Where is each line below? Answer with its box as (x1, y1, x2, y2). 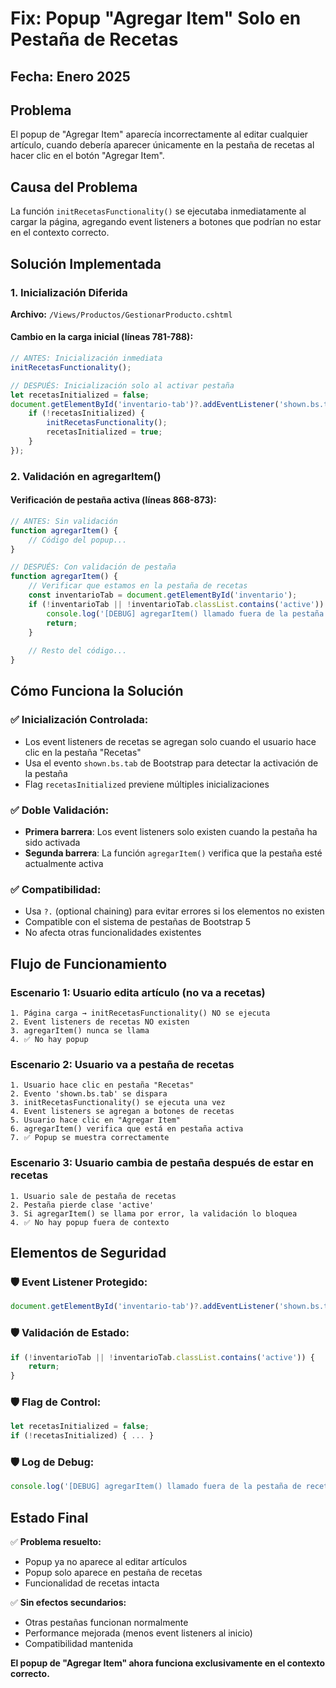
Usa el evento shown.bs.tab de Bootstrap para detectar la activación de (24, 757, 319, 769)
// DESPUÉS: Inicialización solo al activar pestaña (10, 380, 235, 391)
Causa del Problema (10, 178, 138, 196)
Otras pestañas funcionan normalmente (24, 1617, 189, 1629)
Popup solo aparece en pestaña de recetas (24, 1567, 203, 1579)
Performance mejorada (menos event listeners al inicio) (24, 1627, 253, 1639)
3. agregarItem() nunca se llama (10, 1026, 150, 1036)
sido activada (24, 837, 81, 849)
